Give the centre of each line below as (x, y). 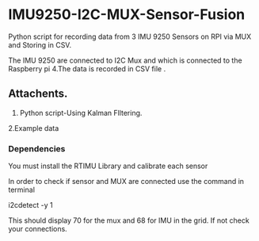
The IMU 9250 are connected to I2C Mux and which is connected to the (126, 60)
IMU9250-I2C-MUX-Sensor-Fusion (127, 15)
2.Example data (34, 128)
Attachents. (38, 94)
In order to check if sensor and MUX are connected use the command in (126, 182)
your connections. (38, 229)
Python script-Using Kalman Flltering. (81, 113)
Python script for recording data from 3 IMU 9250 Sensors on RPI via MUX (130, 36)
